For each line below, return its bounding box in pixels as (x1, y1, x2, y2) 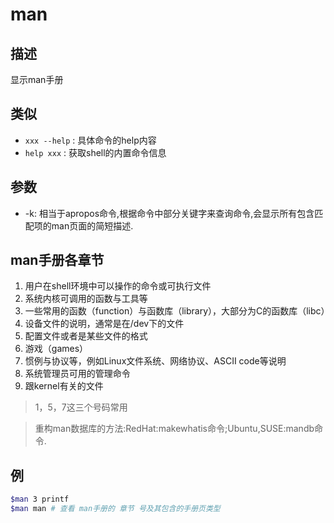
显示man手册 (10, 74, 64, 85)
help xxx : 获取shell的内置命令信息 (24, 146, 167, 158)
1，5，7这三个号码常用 (34, 401, 128, 413)
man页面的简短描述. (51, 219, 134, 232)
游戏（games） (24, 343, 89, 355)
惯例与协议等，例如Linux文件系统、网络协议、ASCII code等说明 (24, 355, 287, 367)
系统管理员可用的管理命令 (24, 368, 131, 380)
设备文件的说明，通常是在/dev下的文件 (24, 318, 185, 330)
